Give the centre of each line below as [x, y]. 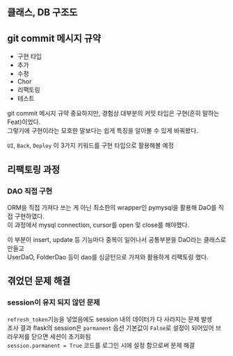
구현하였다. [30, 216]
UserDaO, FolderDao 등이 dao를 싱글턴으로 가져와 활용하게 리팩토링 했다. [108, 257]
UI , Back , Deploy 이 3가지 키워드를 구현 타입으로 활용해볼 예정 [90, 145]
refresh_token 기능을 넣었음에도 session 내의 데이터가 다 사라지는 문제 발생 [110, 319]
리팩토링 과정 [34, 169]
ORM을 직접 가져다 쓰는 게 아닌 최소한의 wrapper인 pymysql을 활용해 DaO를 [112, 207]
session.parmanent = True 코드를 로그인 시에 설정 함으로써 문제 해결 [101, 345]
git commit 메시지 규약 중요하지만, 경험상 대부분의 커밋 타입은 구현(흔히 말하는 [113, 113]
